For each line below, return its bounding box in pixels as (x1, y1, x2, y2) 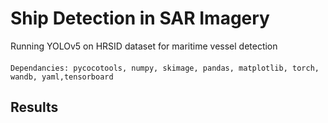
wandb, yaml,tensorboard (10, 72, 114, 82)
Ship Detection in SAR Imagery (10, 7, 270, 30)
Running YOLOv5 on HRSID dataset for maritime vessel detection (10, 40, 278, 52)
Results (10, 98, 59, 116)
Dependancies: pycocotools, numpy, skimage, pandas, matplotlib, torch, (10, 63, 320, 73)
